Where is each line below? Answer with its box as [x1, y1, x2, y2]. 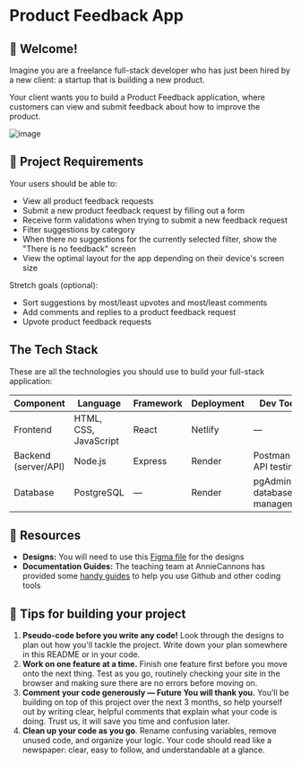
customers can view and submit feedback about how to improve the [9, 101, 261, 112]
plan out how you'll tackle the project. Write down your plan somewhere [21, 639, 288, 651]
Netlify [191, 423, 219, 435]
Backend [13, 449, 51, 461]
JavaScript [73, 435, 119, 447]
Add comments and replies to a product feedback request [21, 306, 236, 317]
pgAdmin [253, 475, 292, 487]
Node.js [73, 454, 107, 467]
